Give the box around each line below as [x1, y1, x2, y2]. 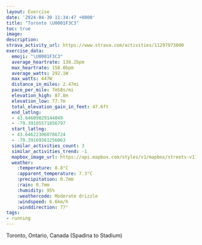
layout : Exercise [6, 8, 50, 15]
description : [6, 37, 39, 43]
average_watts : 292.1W [11, 70, 69, 76]
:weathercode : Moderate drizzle [17, 193, 98, 199]
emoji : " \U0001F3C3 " [11, 53, 63, 59]
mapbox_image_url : [11, 154, 58, 160]
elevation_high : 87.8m [11, 92, 69, 98]
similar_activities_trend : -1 [11, 148, 87, 154]
